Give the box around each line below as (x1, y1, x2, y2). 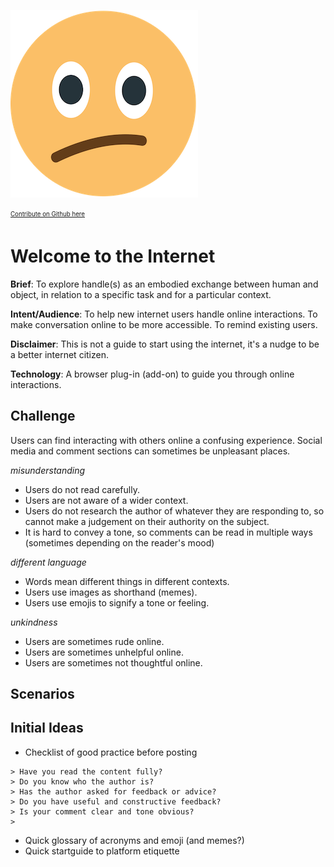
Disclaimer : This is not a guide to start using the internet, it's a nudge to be (10, 338, 320, 350)
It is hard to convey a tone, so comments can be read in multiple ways (24, 526, 313, 538)
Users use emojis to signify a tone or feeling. (24, 596, 210, 609)
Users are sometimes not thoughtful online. (24, 656, 203, 669)
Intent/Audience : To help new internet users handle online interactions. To (10, 308, 318, 320)
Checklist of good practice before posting (24, 746, 198, 758)
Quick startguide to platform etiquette (24, 845, 180, 857)
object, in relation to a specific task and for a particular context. (10, 288, 272, 300)
